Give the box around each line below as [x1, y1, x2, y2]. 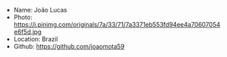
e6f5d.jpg [13, 27, 42, 36]
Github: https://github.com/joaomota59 [13, 43, 125, 50]
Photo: [13, 13, 33, 21]
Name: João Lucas [13, 6, 67, 14]
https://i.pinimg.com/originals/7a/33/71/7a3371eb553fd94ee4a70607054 [13, 21, 221, 28]
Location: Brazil [13, 35, 58, 43]
